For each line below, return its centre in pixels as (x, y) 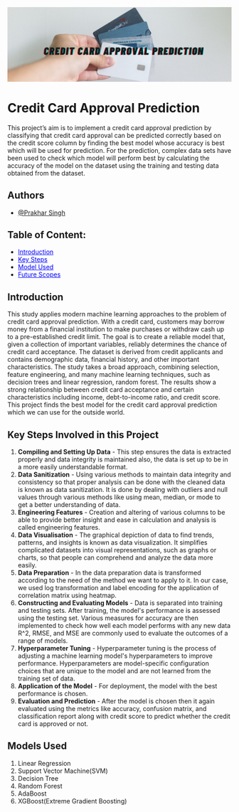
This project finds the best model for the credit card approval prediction (112, 405)
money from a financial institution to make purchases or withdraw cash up (116, 329)
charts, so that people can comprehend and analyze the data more (115, 557)
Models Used (37, 746)
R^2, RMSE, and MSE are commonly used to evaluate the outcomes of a (123, 634)
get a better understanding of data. (69, 505)
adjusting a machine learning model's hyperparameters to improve (115, 656)
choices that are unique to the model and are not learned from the (114, 671)
